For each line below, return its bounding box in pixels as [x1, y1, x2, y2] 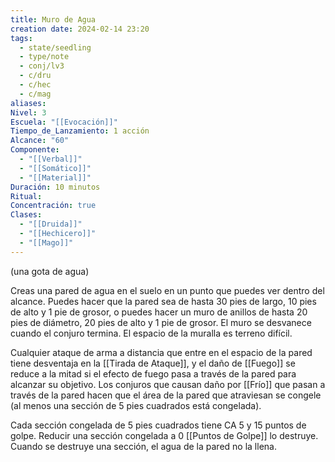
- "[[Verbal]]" [19, 154, 83, 164]
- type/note [19, 52, 70, 62]
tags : [10, 33, 33, 43]
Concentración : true [10, 201, 97, 211]
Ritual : [10, 191, 43, 201]
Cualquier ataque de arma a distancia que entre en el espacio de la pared [10, 346, 313, 358]
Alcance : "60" [10, 136, 70, 146]
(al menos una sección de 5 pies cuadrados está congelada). [10, 399, 262, 411]
